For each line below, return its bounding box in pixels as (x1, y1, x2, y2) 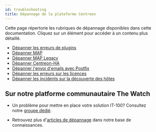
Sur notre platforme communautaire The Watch (5, 89, 151, 98)
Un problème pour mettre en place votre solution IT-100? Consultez (12, 102, 146, 108)
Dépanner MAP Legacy (12, 55, 58, 61)
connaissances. (12, 122, 43, 128)
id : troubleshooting (5, 7, 47, 12)
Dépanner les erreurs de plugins (12, 45, 76, 50)
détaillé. (5, 35, 21, 41)
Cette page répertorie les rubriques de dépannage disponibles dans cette (5, 25, 151, 31)
